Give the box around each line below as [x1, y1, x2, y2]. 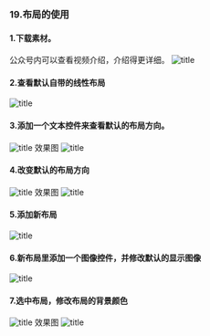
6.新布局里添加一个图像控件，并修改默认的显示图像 [9, 252, 202, 263]
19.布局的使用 [9, 7, 70, 20]
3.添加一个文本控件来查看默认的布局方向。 [9, 120, 170, 131]
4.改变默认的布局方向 [9, 164, 89, 175]
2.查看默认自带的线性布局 [9, 77, 106, 88]
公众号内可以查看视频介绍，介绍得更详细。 [9, 55, 170, 66]
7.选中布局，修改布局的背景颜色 [9, 295, 129, 306]
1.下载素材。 [9, 32, 57, 43]
